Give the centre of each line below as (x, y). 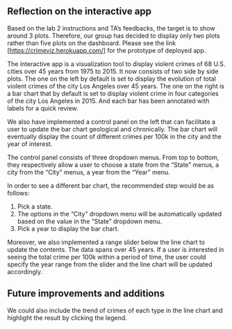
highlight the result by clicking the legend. (67, 318)
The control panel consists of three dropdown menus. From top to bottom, (113, 157)
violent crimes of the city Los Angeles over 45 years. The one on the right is (116, 86)
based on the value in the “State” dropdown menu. (89, 221)
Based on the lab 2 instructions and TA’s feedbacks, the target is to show (111, 28)
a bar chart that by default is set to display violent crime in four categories (113, 93)
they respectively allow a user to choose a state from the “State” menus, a (113, 164)
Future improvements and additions (86, 294)
